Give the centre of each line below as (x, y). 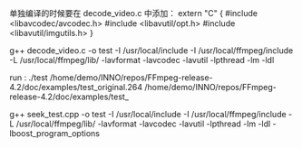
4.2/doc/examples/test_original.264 (76, 87)
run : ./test (29, 78)
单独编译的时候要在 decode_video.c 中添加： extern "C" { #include (134, 13)
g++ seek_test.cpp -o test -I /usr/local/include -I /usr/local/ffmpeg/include (148, 114)
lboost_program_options (54, 133)
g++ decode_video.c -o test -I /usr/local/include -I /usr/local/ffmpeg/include (151, 51)
